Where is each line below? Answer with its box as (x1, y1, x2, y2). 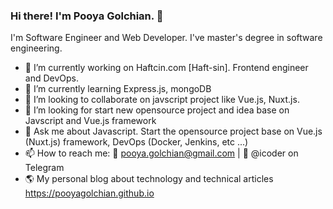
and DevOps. (24, 72, 79, 84)
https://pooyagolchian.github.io (24, 187, 155, 199)
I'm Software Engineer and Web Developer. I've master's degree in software (10, 32, 323, 44)
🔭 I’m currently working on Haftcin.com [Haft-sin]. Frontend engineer (24, 62, 309, 74)
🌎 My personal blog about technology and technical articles (24, 173, 274, 185)
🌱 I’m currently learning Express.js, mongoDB (24, 83, 212, 95)
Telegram (24, 162, 65, 174)
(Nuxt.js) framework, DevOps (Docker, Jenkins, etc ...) (24, 136, 249, 148)
